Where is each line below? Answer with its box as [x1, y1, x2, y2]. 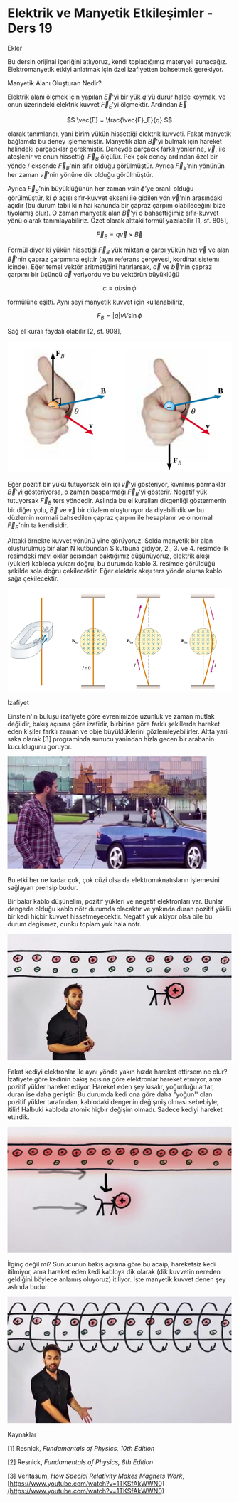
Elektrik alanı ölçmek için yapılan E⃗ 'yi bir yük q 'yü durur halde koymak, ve [7, 92, 226, 101]
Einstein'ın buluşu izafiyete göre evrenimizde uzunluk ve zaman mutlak [7, 712, 215, 721]
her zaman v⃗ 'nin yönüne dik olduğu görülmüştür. [7, 171, 154, 179]
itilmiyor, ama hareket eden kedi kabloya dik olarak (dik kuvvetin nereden [7, 1268, 221, 1276]
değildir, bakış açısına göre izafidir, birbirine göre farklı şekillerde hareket [7, 720, 221, 729]
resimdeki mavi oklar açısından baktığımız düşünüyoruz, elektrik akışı [7, 551, 210, 560]
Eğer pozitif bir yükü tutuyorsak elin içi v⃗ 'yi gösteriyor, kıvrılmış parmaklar [7, 480, 226, 488]
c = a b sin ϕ [102, 283, 137, 292]
